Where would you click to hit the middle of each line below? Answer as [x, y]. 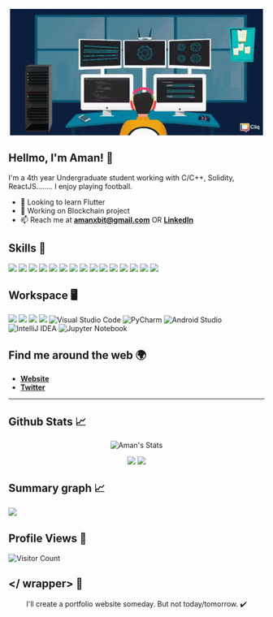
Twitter [32, 387]
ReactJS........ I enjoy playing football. [70, 186]
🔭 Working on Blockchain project [75, 210]
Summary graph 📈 [57, 488]
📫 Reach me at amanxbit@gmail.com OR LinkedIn [106, 219]
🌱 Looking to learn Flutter [63, 202]
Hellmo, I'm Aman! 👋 [61, 158]
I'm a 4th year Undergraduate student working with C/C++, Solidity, [121, 177]
